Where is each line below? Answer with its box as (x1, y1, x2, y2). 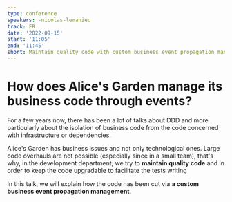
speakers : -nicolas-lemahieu (7, 17, 91, 24)
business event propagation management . (7, 187, 132, 195)
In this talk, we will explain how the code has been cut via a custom (7, 179, 199, 187)
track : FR (7, 23, 36, 30)
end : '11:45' (7, 42, 45, 49)
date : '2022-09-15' (7, 29, 64, 37)
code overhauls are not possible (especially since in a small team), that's (7, 151, 214, 160)
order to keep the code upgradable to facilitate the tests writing (7, 166, 188, 174)
